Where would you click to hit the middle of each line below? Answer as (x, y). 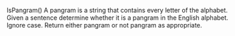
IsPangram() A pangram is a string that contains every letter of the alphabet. (117, 10)
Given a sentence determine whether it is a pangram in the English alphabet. (117, 18)
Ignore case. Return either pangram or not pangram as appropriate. (104, 25)
